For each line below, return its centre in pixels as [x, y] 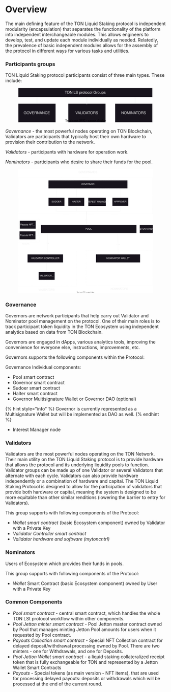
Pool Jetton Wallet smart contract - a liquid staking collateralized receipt [89, 657]
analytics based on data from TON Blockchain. [54, 332]
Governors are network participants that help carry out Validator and [77, 315]
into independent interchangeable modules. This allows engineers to [77, 34]
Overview [26, 9]
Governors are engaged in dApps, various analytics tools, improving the [81, 342]
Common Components [34, 602]
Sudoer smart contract [36, 388]
